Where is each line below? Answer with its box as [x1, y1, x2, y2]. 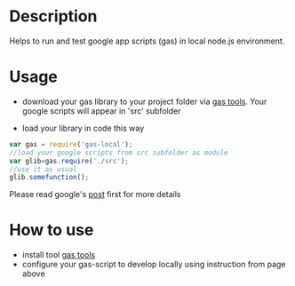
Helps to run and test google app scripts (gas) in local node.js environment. [9, 36, 285, 46]
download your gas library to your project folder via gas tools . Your [21, 96, 267, 107]
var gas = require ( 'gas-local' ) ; [9, 139, 133, 148]
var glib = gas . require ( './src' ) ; [9, 156, 129, 165]
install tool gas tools [21, 250, 96, 260]
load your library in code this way [21, 123, 145, 133]
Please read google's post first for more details [9, 189, 181, 200]
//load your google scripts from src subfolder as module [9, 148, 228, 157]
